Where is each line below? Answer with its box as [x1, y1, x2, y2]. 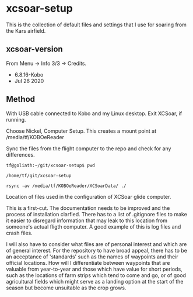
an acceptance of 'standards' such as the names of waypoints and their [6, 253, 179, 260]
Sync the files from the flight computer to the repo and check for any [6, 145, 171, 152]
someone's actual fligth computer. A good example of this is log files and [6, 223, 181, 230]
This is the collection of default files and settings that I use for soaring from [6, 21, 187, 28]
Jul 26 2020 [14, 77, 44, 84]
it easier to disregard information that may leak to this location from [6, 217, 168, 224]
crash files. [6, 229, 33, 236]
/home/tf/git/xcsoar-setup [6, 172, 72, 178]
